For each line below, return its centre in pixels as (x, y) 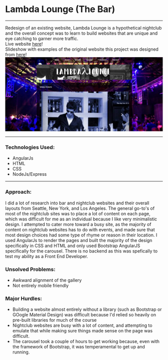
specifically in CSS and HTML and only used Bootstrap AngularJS (73, 246)
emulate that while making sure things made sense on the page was (82, 331)
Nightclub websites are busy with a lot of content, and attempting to (82, 325)
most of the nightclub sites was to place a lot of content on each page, (78, 213)
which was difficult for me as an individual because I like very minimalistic (81, 219)
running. (21, 352)
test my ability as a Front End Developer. (47, 256)
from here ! (16, 54)
